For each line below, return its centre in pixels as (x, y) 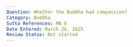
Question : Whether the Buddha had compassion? (67, 12)
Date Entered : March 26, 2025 (45, 29)
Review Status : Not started (42, 35)
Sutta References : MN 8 (37, 23)
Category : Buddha (28, 18)
